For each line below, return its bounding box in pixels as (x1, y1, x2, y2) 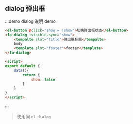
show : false (31, 77, 55, 82)
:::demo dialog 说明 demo (5, 18, 56, 24)
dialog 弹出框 (5, 4, 45, 13)
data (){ (14, 68, 29, 73)
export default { (5, 63, 40, 69)
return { (22, 72, 40, 77)
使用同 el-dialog (17, 113, 51, 119)
